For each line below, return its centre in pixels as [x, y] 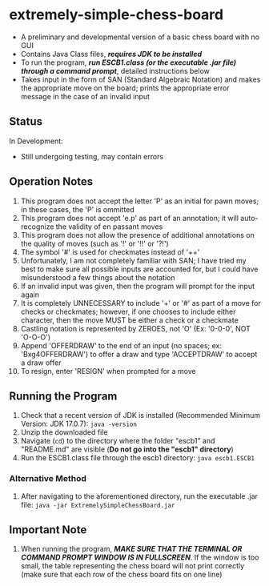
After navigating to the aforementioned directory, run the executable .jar [139, 496]
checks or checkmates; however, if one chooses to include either [128, 311]
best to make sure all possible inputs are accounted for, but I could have [139, 269]
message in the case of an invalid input [85, 96]
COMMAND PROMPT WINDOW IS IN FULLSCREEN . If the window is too [140, 557]
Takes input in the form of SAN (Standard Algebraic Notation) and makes [141, 79]
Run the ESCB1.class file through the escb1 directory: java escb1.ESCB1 [138, 458]
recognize [37, 227]
